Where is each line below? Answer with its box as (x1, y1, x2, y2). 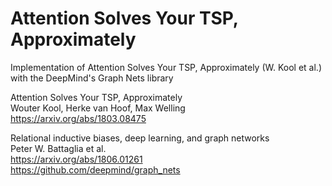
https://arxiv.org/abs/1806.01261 (10, 153, 143, 165)
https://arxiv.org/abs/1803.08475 (10, 112, 147, 124)
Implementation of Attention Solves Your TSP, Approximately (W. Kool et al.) (10, 61, 322, 73)
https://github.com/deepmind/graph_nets (10, 163, 181, 176)
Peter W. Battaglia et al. (10, 142, 107, 154)
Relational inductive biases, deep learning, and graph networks (10, 132, 270, 144)
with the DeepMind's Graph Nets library (10, 72, 174, 84)
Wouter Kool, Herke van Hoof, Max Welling (10, 102, 186, 114)
